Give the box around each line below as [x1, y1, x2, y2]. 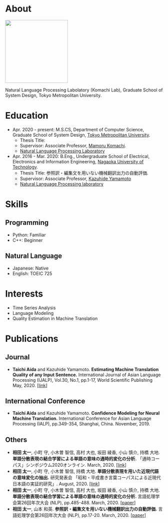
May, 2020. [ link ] [12, 382, 47, 388]
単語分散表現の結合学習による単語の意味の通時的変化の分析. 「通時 [12, 456, 151, 462]
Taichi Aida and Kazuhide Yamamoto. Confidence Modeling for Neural [12, 410, 160, 416]
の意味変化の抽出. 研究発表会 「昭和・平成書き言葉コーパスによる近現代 [12, 475, 161, 481]
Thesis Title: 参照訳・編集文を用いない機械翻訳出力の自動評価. [19, 169, 148, 176]
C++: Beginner [12, 237, 43, 243]
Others [5, 435, 27, 444]
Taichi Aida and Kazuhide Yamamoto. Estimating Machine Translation [12, 366, 159, 372]
